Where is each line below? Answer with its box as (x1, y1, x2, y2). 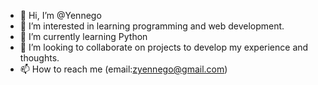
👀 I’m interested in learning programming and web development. (19, 20, 285, 32)
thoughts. (19, 52, 60, 64)
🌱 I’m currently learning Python (19, 31, 148, 42)
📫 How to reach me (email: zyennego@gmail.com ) (19, 63, 228, 75)
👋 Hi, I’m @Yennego (19, 10, 102, 21)
